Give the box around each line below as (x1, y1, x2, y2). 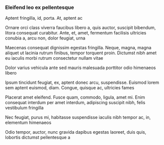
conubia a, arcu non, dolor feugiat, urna (5, 35, 86, 41)
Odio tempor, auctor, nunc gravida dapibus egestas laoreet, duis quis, (5, 129, 146, 135)
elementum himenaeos (5, 120, 52, 126)
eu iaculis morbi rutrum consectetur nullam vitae (5, 55, 103, 61)
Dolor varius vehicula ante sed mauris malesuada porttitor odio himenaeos (5, 65, 156, 71)
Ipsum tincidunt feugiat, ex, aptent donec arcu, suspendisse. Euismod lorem (5, 79, 159, 85)
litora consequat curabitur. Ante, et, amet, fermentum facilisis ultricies (5, 30, 147, 36)
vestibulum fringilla (5, 105, 44, 111)
